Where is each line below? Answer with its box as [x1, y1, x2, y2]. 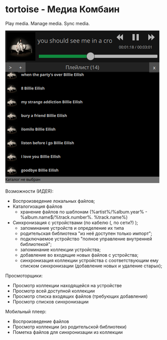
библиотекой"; [20, 241, 52, 247]
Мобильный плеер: [5, 308, 47, 315]
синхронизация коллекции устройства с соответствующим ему [20, 257, 159, 263]
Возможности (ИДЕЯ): [5, 188, 54, 194]
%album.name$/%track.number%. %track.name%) [20, 214, 128, 220]
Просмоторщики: [5, 272, 43, 279]
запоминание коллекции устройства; [20, 246, 101, 253]
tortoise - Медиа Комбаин [5, 4, 120, 15]
